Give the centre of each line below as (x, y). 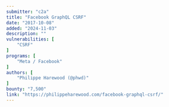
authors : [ (20, 73)
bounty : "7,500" (26, 89)
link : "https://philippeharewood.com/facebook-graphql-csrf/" (85, 95)
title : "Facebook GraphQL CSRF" (46, 17)
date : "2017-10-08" (30, 23)
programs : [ (21, 56)
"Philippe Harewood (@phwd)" (53, 78)
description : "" (26, 34)
